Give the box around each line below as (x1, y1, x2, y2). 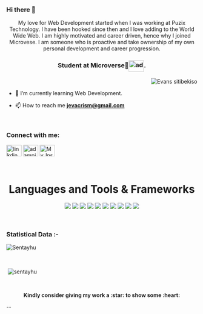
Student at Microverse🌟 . (57, 61, 147, 70)
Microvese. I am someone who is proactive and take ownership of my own (8, 39, 195, 46)
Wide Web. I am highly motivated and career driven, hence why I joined (13, 32, 191, 39)
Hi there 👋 (6, 5, 36, 14)
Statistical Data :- (6, 230, 59, 238)
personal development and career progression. (43, 45, 161, 52)
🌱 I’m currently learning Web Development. (15, 89, 122, 96)
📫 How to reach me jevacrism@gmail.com (15, 101, 125, 109)
